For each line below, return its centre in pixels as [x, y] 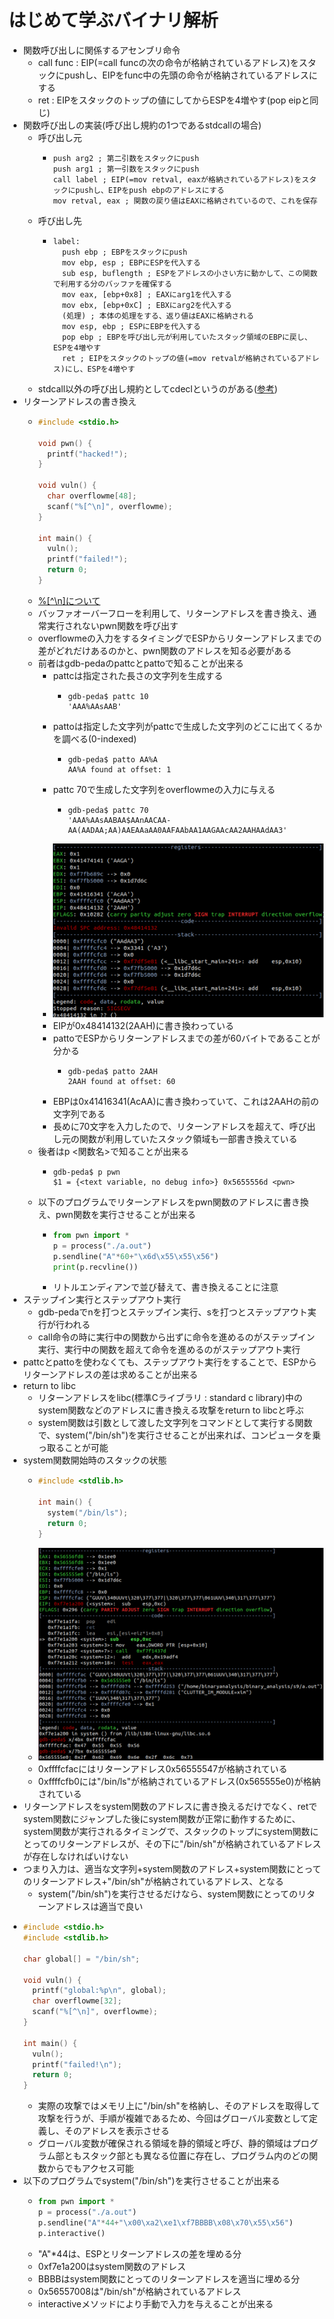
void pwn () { [65, 443]
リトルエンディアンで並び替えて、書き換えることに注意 [166, 1287]
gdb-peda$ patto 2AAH [112, 1071]
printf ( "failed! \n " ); [77, 2064]
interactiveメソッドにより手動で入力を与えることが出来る [156, 2303]
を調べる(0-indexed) [95, 738]
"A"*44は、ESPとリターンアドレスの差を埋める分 [139, 2253]
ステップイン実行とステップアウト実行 [101, 1300]
